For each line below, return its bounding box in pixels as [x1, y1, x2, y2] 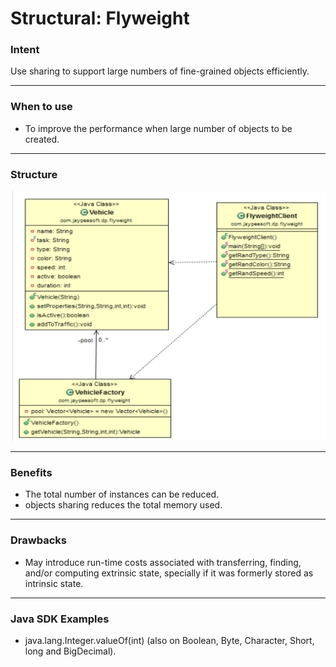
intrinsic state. [24, 577, 84, 589]
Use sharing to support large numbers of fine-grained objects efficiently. [10, 65, 310, 77]
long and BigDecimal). [24, 645, 117, 657]
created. [24, 133, 60, 145]
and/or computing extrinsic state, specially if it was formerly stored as [24, 567, 314, 579]
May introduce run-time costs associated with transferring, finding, [24, 556, 302, 568]
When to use [10, 100, 73, 114]
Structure [10, 167, 58, 181]
